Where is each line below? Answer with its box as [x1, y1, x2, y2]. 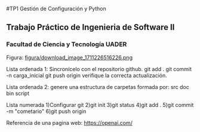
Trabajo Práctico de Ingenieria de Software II [6, 22, 175, 32]
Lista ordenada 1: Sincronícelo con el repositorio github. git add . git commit [6, 65, 192, 72]
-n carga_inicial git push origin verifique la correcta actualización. [6, 72, 167, 79]
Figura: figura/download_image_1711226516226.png [6, 54, 133, 61]
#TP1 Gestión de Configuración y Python [6, 5, 106, 12]
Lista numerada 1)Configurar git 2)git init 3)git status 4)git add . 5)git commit [6, 101, 194, 108]
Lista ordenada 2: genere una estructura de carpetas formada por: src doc [6, 83, 190, 90]
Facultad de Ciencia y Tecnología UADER [6, 40, 127, 48]
